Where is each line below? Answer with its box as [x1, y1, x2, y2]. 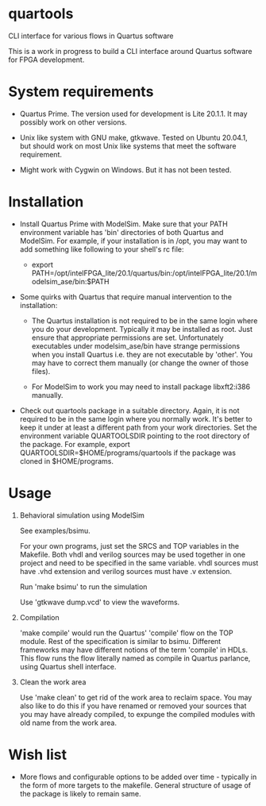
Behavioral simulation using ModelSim [19, 510, 145, 520]
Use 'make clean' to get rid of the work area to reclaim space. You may [19, 692, 253, 702]
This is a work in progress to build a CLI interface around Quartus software [8, 46, 253, 56]
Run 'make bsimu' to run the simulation [19, 581, 148, 592]
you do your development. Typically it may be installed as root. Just [31, 324, 253, 334]
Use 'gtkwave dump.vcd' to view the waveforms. [19, 597, 180, 607]
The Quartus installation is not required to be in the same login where [31, 315, 258, 326]
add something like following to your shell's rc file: [19, 244, 184, 254]
